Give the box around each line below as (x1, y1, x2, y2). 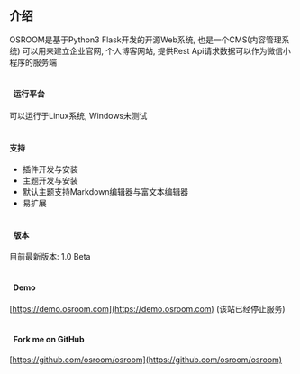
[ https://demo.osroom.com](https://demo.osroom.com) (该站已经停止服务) (9, 303, 286, 314)
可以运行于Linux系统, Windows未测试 (9, 111, 148, 122)
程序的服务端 (9, 57, 57, 68)
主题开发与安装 (22, 175, 78, 187)
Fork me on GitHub (13, 334, 85, 345)
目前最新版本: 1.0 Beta (9, 251, 91, 262)
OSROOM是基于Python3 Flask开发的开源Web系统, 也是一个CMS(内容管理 (9, 34, 282, 45)
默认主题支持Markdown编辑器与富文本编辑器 (22, 187, 189, 197)
